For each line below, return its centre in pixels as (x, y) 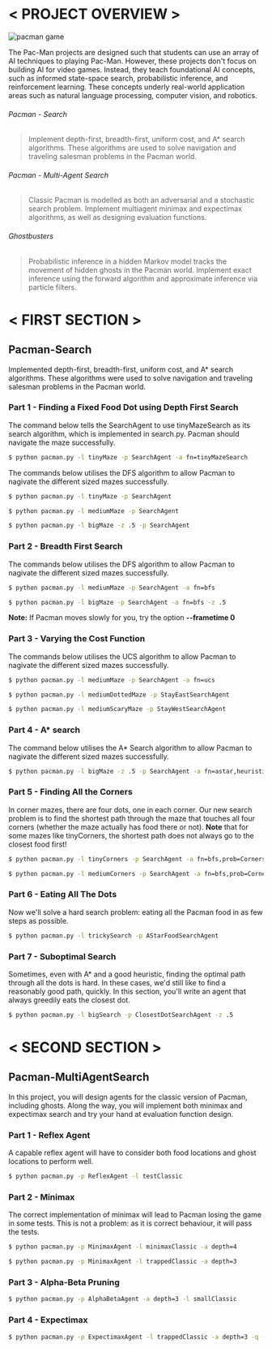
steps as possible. (38, 920)
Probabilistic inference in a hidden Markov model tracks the (127, 261)
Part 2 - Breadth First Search (66, 546)
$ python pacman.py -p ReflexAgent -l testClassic (96, 1177)
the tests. (24, 1232)
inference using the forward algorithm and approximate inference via (143, 278)
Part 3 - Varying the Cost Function (77, 639)
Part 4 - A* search (45, 730)
